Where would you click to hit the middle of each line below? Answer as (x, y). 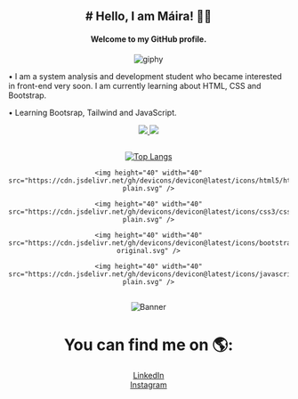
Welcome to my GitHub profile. (149, 39)
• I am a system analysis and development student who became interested (145, 76)
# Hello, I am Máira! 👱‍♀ (149, 16)
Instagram (149, 385)
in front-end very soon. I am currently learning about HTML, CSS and (135, 85)
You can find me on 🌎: (149, 345)
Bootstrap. (28, 95)
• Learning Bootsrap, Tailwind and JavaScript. (93, 112)
